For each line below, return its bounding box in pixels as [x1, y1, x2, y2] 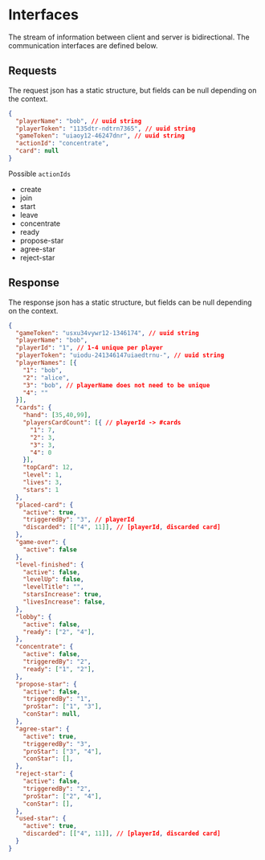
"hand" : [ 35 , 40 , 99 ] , [22, 412, 92, 420]
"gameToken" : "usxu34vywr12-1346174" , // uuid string [15, 329, 199, 337]
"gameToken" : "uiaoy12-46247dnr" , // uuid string [15, 132, 185, 140]
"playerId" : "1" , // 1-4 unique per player [15, 344, 163, 352]
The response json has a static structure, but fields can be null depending [8, 297, 252, 307]
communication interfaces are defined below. [8, 40, 158, 50]
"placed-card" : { [15, 501, 74, 509]
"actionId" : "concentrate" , [15, 139, 110, 148]
